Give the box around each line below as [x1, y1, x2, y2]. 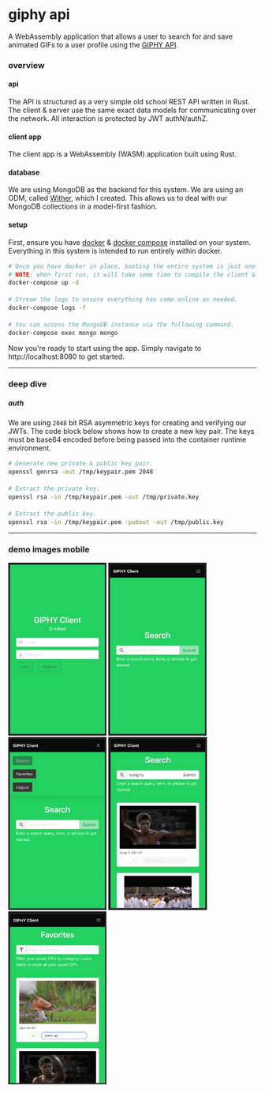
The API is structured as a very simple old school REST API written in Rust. [8, 97, 250, 107]
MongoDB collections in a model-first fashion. [8, 202, 158, 211]
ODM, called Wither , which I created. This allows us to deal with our [8, 194, 228, 203]
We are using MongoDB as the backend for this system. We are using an [8, 185, 244, 194]
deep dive [8, 379, 47, 390]
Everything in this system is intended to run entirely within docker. [8, 246, 222, 255]
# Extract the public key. [8, 510, 97, 518]
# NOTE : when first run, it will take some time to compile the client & [8, 270, 256, 278]
